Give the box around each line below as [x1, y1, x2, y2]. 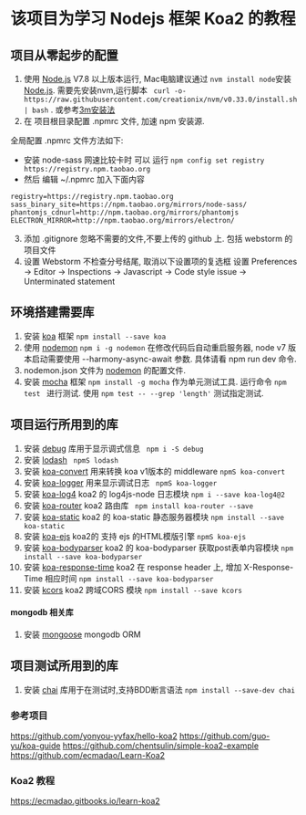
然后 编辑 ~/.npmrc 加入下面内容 [23, 174, 145, 184]
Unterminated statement [23, 276, 116, 287]
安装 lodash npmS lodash [23, 454, 119, 465]
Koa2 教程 [10, 774, 56, 787]
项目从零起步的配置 [10, 47, 118, 63]
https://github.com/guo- [178, 730, 270, 741]
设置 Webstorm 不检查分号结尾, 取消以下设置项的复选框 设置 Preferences [23, 256, 298, 266]
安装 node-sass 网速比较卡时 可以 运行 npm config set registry [23, 154, 265, 165]
